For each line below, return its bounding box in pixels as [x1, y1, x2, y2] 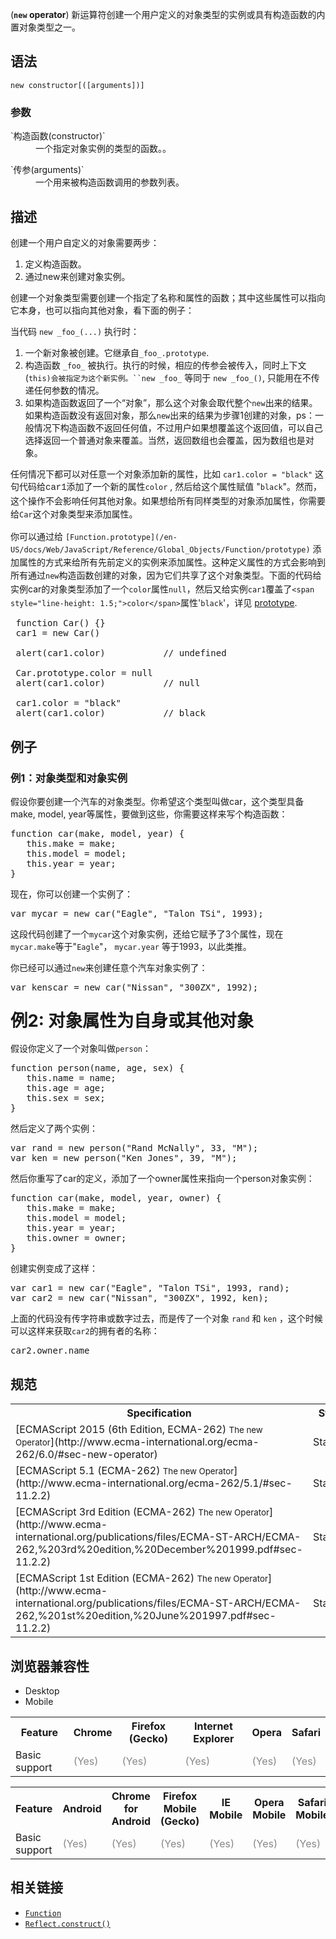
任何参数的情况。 [33, 384, 105, 396]
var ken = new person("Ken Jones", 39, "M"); [10, 1153, 238, 1164]
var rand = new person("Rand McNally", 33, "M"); [10, 1143, 259, 1154]
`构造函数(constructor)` [10, 130, 106, 142]
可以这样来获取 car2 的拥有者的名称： [10, 1325, 160, 1337]
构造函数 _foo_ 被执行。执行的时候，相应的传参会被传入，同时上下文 [24, 359, 307, 371]
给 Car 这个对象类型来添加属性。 [10, 508, 138, 520]
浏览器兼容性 [10, 1658, 90, 1675]
